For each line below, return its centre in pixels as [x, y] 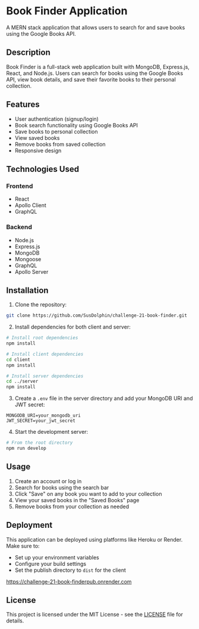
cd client [18, 359]
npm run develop [26, 448]
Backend [19, 227]
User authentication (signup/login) [57, 119]
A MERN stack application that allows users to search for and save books [96, 27]
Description [28, 53]
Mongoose [28, 259]
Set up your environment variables [57, 557]
